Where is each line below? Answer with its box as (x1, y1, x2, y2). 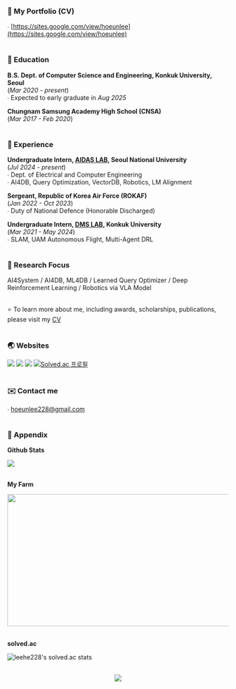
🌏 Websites (7, 341, 49, 350)
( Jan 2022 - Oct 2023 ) (7, 198, 74, 207)
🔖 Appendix (7, 429, 48, 439)
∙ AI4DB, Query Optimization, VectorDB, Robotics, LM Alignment (7, 177, 192, 186)
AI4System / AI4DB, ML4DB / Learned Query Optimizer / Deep (7, 276, 188, 284)
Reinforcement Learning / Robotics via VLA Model (7, 284, 152, 292)
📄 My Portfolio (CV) (7, 6, 75, 16)
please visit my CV (7, 315, 61, 324)
